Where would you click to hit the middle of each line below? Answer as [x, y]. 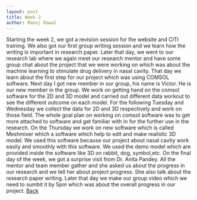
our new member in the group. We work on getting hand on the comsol [93, 90]
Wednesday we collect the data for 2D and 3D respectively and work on [94, 109]
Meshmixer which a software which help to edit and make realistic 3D [91, 134]
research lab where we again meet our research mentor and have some [93, 58]
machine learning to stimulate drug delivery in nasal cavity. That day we [94, 71]
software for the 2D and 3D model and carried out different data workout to [98, 96]
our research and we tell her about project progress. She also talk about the [99, 172]
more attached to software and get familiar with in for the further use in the [98, 122]
